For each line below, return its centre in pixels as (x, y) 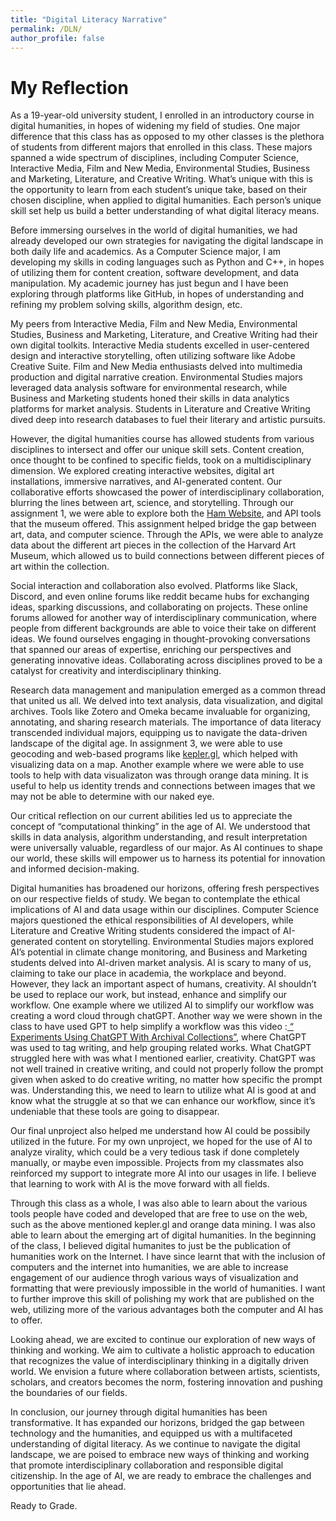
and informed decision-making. (75, 869)
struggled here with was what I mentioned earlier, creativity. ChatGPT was (163, 1058)
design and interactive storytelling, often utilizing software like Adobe (153, 356)
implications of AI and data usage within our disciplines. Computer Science (165, 910)
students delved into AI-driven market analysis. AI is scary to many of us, (161, 963)
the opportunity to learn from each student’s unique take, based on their (159, 190)
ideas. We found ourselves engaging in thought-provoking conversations (160, 639)
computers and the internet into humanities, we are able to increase (149, 1267)
